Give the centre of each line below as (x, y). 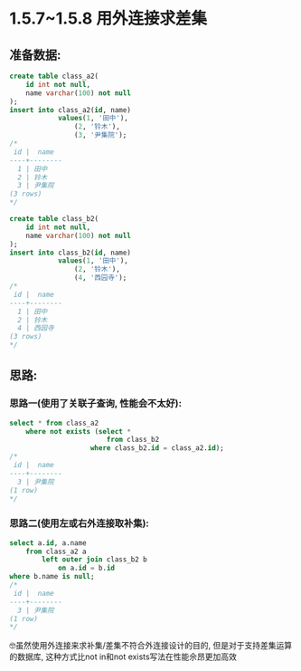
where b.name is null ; (52, 577)
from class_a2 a (56, 551)
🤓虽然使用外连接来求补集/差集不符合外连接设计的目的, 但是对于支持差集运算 (151, 646)
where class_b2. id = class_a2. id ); (157, 448)
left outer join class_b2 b (94, 560)
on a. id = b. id (86, 568)
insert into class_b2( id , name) (70, 253)
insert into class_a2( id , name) (70, 110)
